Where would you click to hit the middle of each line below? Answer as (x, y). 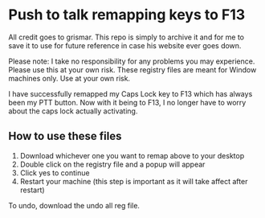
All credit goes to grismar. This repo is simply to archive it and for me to (126, 37)
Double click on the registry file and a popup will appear (112, 164)
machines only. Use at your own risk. (69, 78)
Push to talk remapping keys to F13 (127, 15)
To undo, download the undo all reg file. (74, 205)
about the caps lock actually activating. (73, 111)
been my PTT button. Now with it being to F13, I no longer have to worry (127, 102)
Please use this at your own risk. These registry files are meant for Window (132, 69)
